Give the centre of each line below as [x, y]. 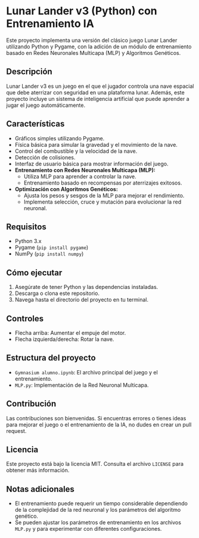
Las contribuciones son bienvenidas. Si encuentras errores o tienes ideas [96, 418]
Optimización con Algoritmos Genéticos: [66, 189]
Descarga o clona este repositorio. [57, 293]
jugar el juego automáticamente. [46, 105]
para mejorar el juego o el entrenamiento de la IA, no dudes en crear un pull [99, 425]
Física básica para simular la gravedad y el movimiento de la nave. [96, 145]
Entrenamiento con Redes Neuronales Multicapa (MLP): [85, 170]
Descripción [29, 72]
